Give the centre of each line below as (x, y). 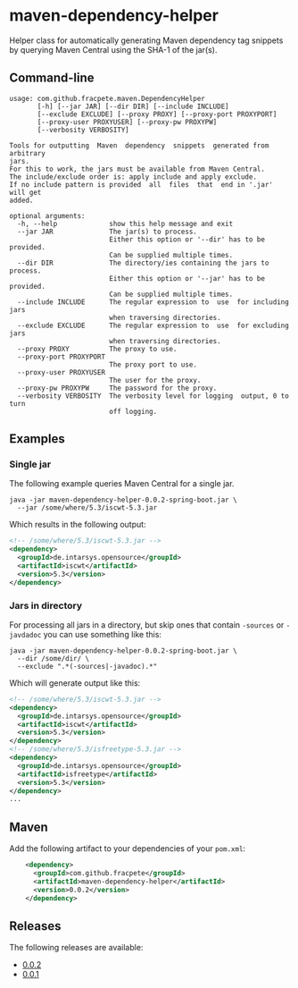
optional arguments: (48, 215)
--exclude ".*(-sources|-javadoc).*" (87, 666)
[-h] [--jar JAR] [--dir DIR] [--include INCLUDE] (133, 106)
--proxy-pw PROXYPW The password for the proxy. (117, 388)
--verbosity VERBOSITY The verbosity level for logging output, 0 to (153, 396)
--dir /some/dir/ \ (54, 658)
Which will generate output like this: (75, 683)
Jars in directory (46, 605)
